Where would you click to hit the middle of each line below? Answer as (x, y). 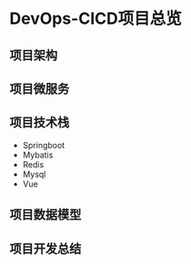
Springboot (44, 145)
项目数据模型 (45, 215)
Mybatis (38, 155)
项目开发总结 (45, 248)
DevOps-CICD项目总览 (95, 19)
